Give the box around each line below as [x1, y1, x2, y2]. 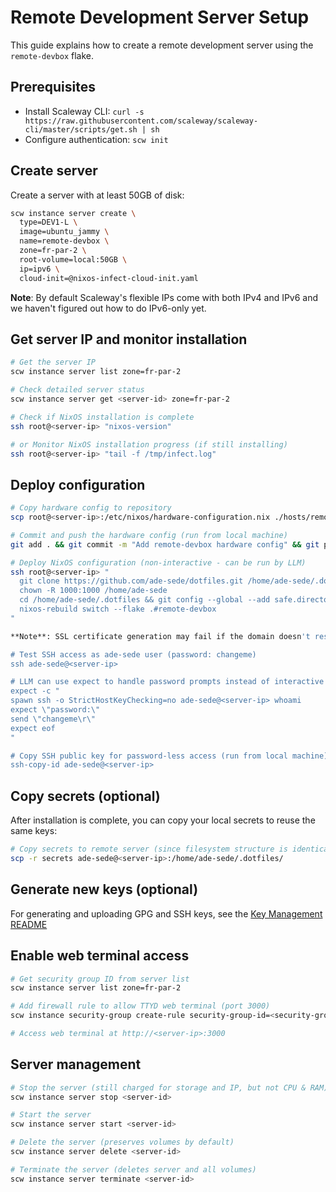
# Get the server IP [10, 357, 97, 368]
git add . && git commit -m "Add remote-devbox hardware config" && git [10, 539, 320, 550]
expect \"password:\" [10, 705, 101, 715]
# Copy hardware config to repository [10, 503, 172, 513]
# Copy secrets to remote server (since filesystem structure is [10, 844, 288, 855]
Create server [10, 162, 98, 180]
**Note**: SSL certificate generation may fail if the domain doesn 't [10, 631, 311, 641]
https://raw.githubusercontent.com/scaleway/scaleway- [24, 116, 259, 126]
